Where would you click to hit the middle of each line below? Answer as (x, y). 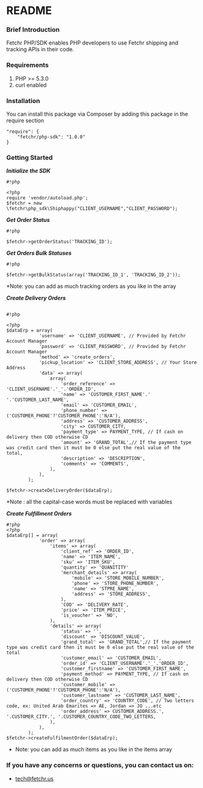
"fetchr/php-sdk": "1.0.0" (51, 137)
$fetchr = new (24, 204)
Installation (23, 101)
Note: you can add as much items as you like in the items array (94, 750)
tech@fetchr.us (34, 778)
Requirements (28, 65)
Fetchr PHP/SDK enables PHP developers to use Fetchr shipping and (92, 43)
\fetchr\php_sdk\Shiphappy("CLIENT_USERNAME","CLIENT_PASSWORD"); (92, 209)
